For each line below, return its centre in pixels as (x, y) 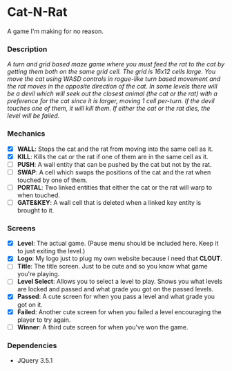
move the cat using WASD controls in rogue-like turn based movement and (114, 79)
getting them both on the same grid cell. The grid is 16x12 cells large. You (112, 72)
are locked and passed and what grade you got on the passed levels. (115, 289)
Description (27, 49)
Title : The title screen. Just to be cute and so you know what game (113, 266)
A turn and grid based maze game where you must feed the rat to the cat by (116, 64)
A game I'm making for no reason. (55, 31)
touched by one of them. (52, 180)
